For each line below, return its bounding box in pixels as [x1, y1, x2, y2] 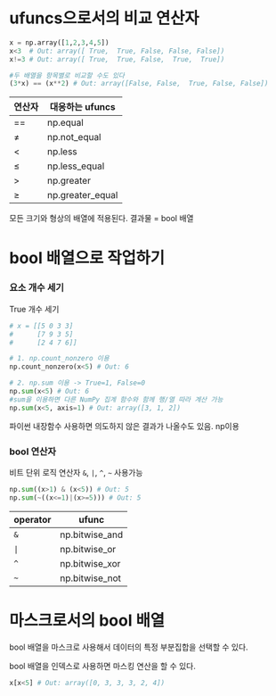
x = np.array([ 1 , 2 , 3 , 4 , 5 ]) [9, 37, 110, 47]
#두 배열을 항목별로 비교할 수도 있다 [9, 70, 126, 80]
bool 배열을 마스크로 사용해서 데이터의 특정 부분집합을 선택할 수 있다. [9, 642, 248, 652]
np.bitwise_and [60, 528, 124, 541]
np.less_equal [47, 160, 105, 172]
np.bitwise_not [60, 572, 122, 584]
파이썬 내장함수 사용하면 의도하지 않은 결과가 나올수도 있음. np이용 [9, 420, 240, 431]
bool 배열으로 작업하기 [9, 247, 165, 268]
